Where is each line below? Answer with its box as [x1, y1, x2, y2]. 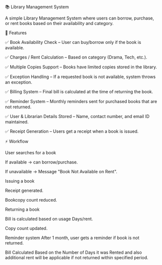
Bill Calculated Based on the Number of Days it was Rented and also [5, 249, 142, 255]
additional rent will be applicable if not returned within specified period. [5, 255, 149, 260]
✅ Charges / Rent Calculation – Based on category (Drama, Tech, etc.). [5, 54, 147, 60]
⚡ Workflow [5, 139, 28, 144]
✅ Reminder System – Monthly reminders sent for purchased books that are [5, 99, 157, 104]
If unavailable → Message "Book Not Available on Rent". [5, 169, 118, 174]
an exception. [5, 80, 33, 85]
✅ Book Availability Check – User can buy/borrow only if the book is [5, 40, 142, 45]
